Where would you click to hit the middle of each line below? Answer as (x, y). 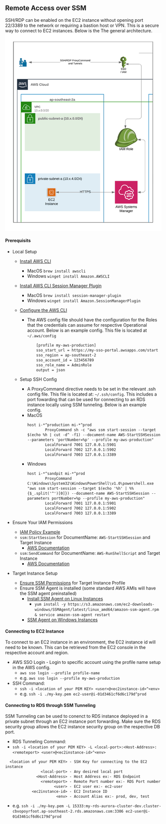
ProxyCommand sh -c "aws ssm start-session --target (100, 430)
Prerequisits (18, 240)
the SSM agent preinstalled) (48, 593)
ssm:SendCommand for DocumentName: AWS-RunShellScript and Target (90, 553)
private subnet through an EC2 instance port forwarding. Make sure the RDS (83, 721)
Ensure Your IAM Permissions (42, 522)
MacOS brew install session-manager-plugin (74, 295)
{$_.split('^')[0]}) (48, 493)
